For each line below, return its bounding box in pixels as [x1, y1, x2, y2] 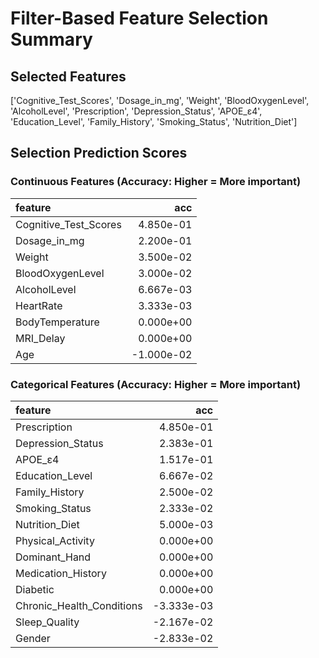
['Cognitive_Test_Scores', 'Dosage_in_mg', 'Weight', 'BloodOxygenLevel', [10, 95, 310, 106]
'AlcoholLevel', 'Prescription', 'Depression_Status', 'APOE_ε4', [10, 105, 263, 117]
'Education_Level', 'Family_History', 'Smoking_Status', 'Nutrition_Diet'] [10, 116, 298, 127]
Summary [10, 28, 93, 51]
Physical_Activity [15, 533, 95, 547]
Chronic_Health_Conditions [15, 598, 143, 612]
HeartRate [15, 298, 63, 312]
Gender [15, 631, 51, 645]
